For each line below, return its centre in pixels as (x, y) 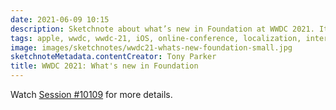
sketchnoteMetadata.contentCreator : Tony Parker (113, 57)
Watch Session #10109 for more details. (91, 94)
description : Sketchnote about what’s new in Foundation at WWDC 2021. (162, 29)
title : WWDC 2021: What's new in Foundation (104, 66)
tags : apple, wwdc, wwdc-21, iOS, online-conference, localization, (156, 38)
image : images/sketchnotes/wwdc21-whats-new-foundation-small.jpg (151, 47)
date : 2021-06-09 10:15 (60, 19)
